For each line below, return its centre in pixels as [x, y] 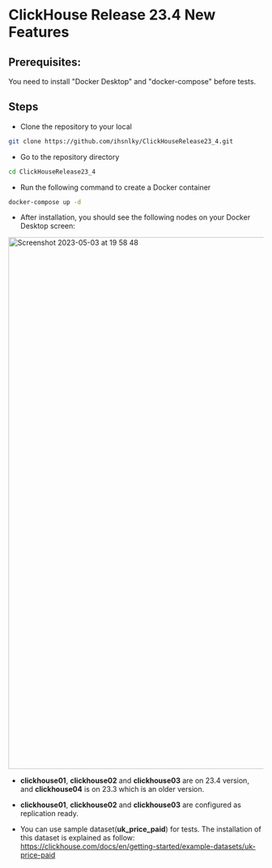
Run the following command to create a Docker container [115, 187]
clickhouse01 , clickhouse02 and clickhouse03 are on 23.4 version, [134, 780]
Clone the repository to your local [76, 126]
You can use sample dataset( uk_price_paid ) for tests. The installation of [140, 829]
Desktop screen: [47, 226]
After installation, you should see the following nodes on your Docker [135, 217]
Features [39, 32]
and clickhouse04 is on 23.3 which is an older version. [112, 789]
